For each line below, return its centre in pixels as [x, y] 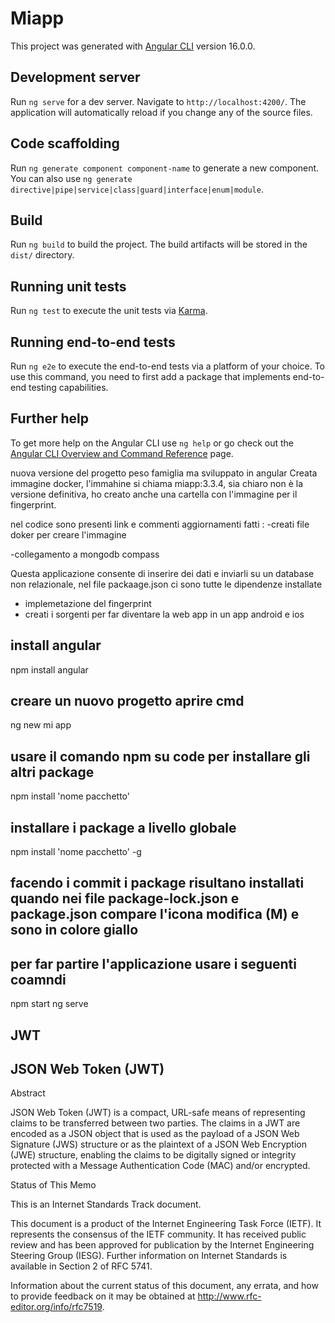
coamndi [38, 979]
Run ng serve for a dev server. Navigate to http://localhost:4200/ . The [158, 101]
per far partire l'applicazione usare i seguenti [153, 963]
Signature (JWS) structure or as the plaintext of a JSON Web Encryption [158, 1144]
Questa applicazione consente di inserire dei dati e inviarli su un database [162, 573]
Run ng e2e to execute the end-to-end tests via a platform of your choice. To [168, 366]
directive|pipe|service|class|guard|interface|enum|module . [137, 189]
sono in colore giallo [74, 930]
